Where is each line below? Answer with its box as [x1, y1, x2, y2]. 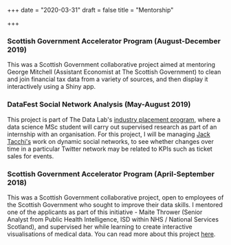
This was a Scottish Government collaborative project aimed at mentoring [7, 61, 215, 69]
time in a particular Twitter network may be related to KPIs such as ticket [7, 145, 213, 153]
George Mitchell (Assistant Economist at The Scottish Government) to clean [7, 68, 221, 76]
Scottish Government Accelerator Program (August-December [7, 36, 221, 45]
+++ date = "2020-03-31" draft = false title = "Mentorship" [7, 6, 174, 14]
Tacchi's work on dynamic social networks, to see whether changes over [7, 137, 214, 145]
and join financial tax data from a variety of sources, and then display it [7, 75, 208, 83]
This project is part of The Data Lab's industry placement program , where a [7, 115, 221, 123]
